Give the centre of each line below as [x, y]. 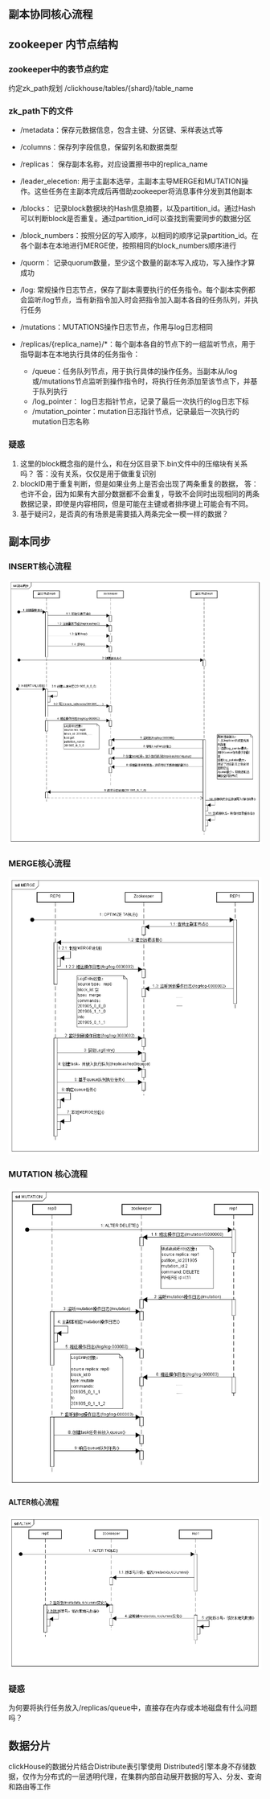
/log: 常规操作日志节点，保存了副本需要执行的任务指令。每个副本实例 [134, 290]
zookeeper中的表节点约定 [58, 69]
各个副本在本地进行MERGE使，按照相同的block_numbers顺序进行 [128, 246]
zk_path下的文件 [41, 111]
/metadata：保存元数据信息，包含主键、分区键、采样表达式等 [121, 130]
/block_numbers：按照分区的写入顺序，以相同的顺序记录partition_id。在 [139, 236]
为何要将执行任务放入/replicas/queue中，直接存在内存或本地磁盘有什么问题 [133, 1708]
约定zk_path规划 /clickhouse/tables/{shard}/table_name [101, 88]
